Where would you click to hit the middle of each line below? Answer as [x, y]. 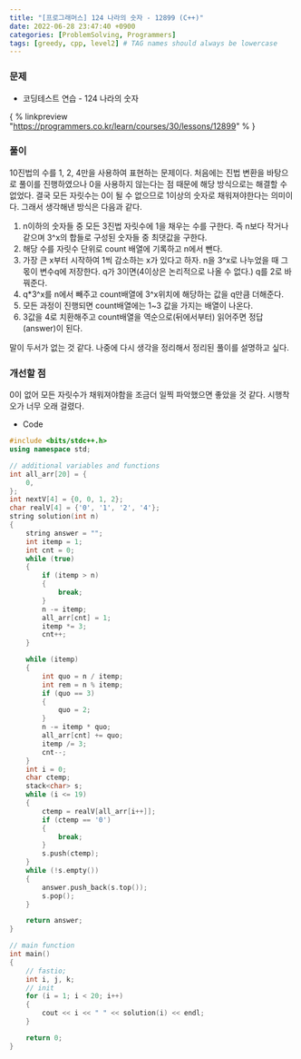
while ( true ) [50, 559]
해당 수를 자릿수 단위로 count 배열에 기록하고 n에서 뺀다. [122, 248]
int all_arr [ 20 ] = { [49, 474]
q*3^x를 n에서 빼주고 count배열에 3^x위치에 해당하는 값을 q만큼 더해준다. [153, 294]
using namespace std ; [50, 450]
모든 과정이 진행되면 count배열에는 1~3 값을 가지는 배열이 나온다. [138, 305]
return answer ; [54, 921]
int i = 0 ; [46, 769]
